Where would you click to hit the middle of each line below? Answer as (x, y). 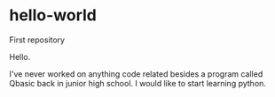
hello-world (53, 15)
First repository (37, 40)
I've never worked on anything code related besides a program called (136, 74)
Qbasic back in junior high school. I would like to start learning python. (137, 83)
